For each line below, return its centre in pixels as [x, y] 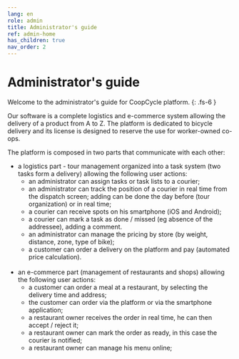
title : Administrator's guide [52, 27]
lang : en [20, 14]
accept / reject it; [54, 325]
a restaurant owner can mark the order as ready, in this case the [123, 333]
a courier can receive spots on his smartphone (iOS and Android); [125, 212]
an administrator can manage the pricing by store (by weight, [118, 234]
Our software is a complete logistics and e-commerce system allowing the [117, 115]
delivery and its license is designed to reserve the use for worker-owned [114, 131]
